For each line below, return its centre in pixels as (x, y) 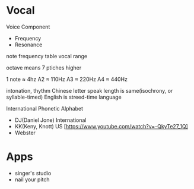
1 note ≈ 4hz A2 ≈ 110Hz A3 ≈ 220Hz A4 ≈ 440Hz (67, 79)
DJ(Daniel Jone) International (50, 120)
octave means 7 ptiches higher (44, 67)
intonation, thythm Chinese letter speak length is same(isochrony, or (90, 90)
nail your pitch (32, 179)
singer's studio (33, 173)
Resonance (28, 45)
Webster (25, 133)
